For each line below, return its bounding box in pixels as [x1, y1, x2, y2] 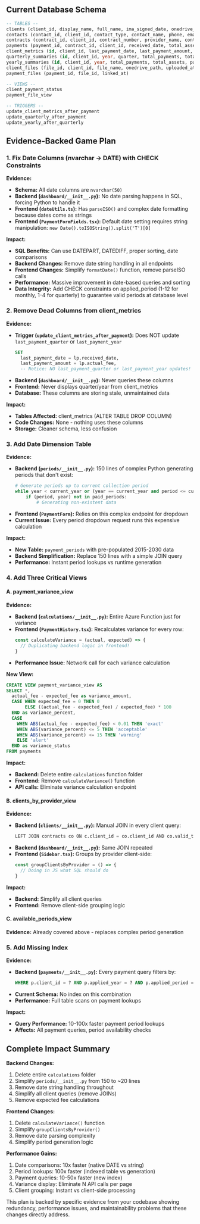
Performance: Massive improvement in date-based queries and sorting [14, 279, 190, 286]
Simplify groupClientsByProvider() [14, 1125, 101, 1133]
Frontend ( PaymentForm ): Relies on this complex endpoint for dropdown [14, 510, 189, 517]
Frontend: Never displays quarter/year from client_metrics [14, 383, 158, 391]
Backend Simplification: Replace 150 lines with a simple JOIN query [14, 552, 183, 559]
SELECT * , [6, 688, 31, 694]
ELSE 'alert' [17, 738, 49, 744]
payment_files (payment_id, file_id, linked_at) [6, 70, 129, 76]
